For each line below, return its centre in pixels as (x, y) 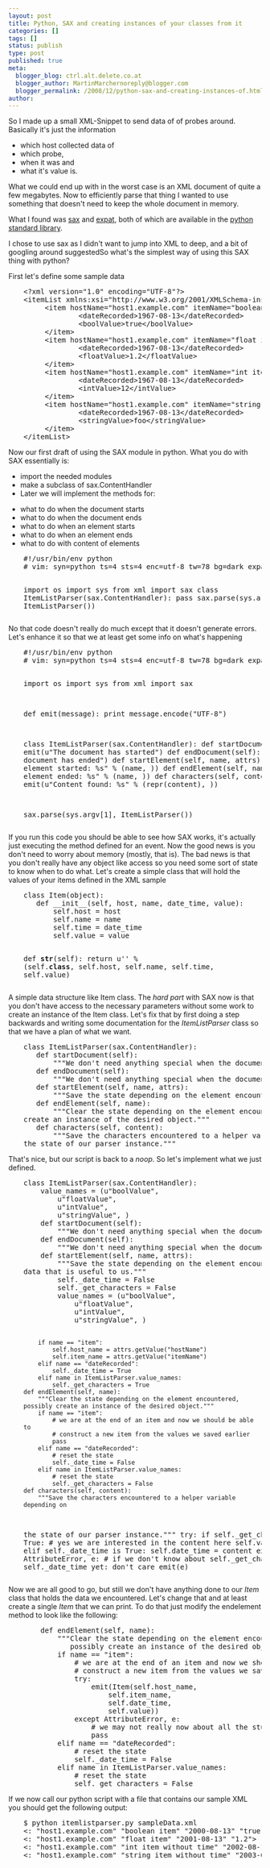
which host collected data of (67, 145)
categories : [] (34, 31)
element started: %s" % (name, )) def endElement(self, (136, 768)
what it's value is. (49, 171)
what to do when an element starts (77, 526)
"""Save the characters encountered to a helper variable (137, 1498)
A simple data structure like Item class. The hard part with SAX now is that (131, 997)
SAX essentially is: (39, 461)
